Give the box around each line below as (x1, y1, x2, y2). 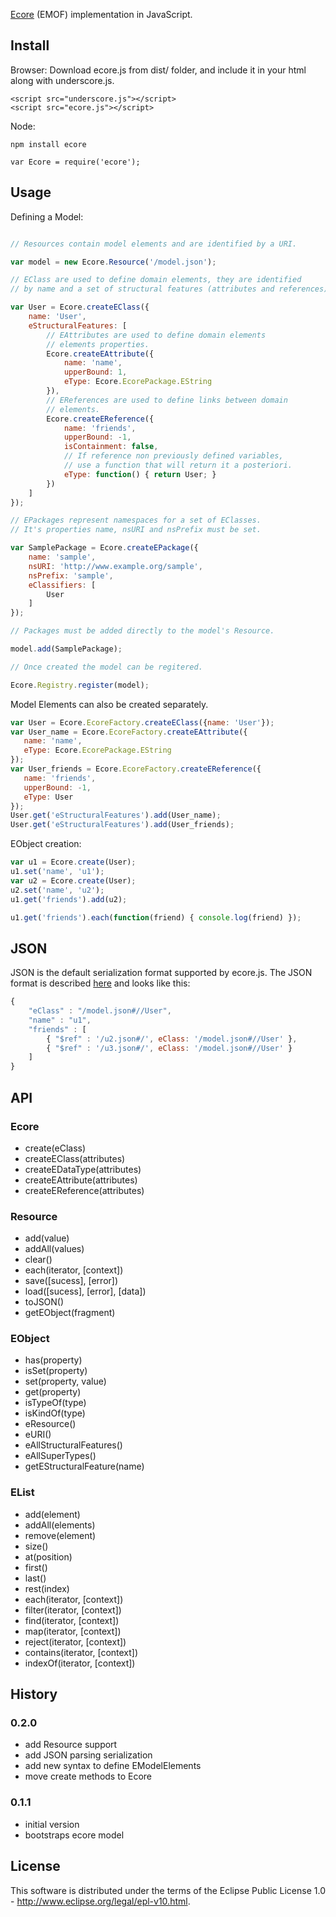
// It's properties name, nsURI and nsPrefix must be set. (10, 525, 262, 535)
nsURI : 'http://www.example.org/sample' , (28, 561, 203, 571)
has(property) (24, 1354, 83, 1366)
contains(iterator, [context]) (24, 1646, 139, 1658)
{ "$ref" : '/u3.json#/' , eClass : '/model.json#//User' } (46, 1043, 293, 1053)
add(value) (24, 1232, 70, 1244)
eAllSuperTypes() (24, 1450, 97, 1462)
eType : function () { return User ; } (63, 469, 217, 479)
